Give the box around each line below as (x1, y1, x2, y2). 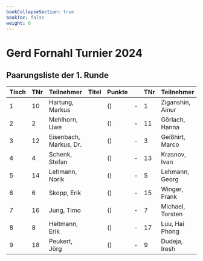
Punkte (107, 88, 128, 97)
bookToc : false (6, 14, 45, 21)
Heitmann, (48, 220, 79, 228)
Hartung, (48, 98, 74, 106)
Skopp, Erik (48, 188, 82, 197)
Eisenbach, (48, 133, 80, 141)
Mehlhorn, (48, 115, 78, 124)
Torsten (161, 210, 183, 218)
